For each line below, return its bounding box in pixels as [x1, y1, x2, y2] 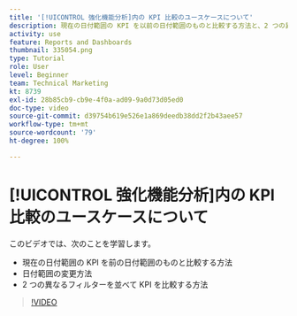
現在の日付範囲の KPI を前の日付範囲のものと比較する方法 [21, 257, 232, 267]
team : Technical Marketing [9, 79, 109, 88]
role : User [9, 63, 49, 72]
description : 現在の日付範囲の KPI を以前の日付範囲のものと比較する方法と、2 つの [9, 21, 286, 30]
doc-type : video [9, 104, 69, 112]
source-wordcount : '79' [9, 128, 97, 137]
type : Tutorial [9, 54, 65, 63]
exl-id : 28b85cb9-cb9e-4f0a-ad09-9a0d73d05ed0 [9, 95, 184, 104]
